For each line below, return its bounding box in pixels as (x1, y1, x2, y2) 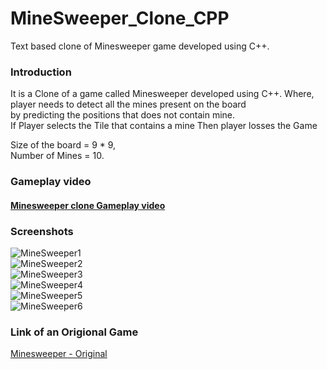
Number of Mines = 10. (10, 150, 105, 162)
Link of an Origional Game (10, 325, 139, 339)
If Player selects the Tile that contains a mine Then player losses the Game (10, 120, 318, 132)
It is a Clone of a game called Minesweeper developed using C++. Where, (10, 88, 315, 100)
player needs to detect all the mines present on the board (10, 98, 247, 111)
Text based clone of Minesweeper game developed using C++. (10, 40, 270, 52)
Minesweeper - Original (10, 348, 108, 360)
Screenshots (10, 224, 74, 238)
